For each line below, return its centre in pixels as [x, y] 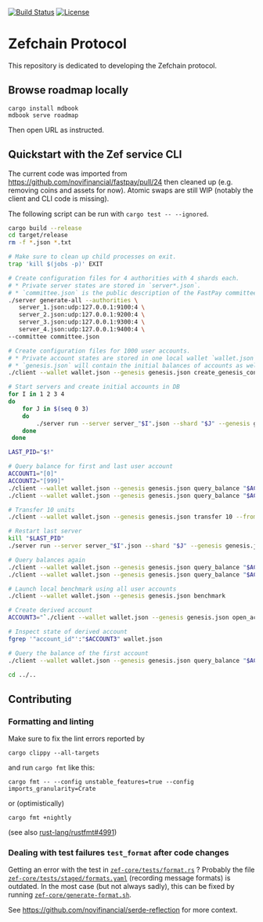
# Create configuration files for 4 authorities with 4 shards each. [124, 278]
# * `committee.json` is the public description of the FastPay [115, 293]
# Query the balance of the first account [78, 653]
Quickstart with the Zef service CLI [95, 154]
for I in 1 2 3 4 [36, 394]
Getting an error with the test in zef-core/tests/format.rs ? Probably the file [131, 870]
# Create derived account [50, 610]
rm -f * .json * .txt [40, 243]
